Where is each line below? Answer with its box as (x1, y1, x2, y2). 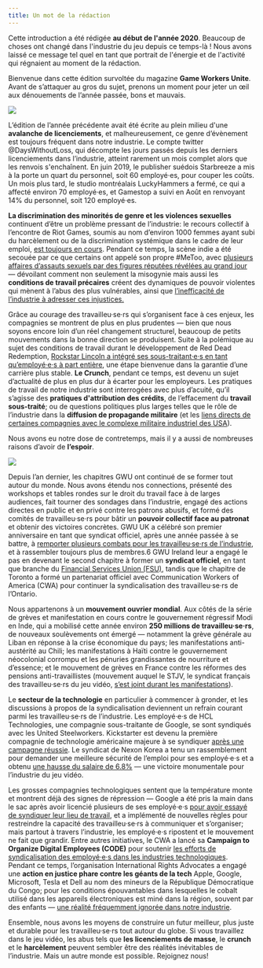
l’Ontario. (8, 589, 38, 598)
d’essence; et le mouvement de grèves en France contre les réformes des (8, 663, 247, 672)
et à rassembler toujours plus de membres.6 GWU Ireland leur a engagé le (8, 547, 248, 556)
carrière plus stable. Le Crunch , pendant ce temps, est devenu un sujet (8, 368, 239, 378)
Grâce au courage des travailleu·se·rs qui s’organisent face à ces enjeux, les (8, 309, 254, 319)
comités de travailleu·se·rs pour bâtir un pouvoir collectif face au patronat (8, 513, 250, 523)
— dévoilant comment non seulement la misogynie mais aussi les (8, 269, 219, 279)
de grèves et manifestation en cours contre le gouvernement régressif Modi (8, 612, 254, 622)
